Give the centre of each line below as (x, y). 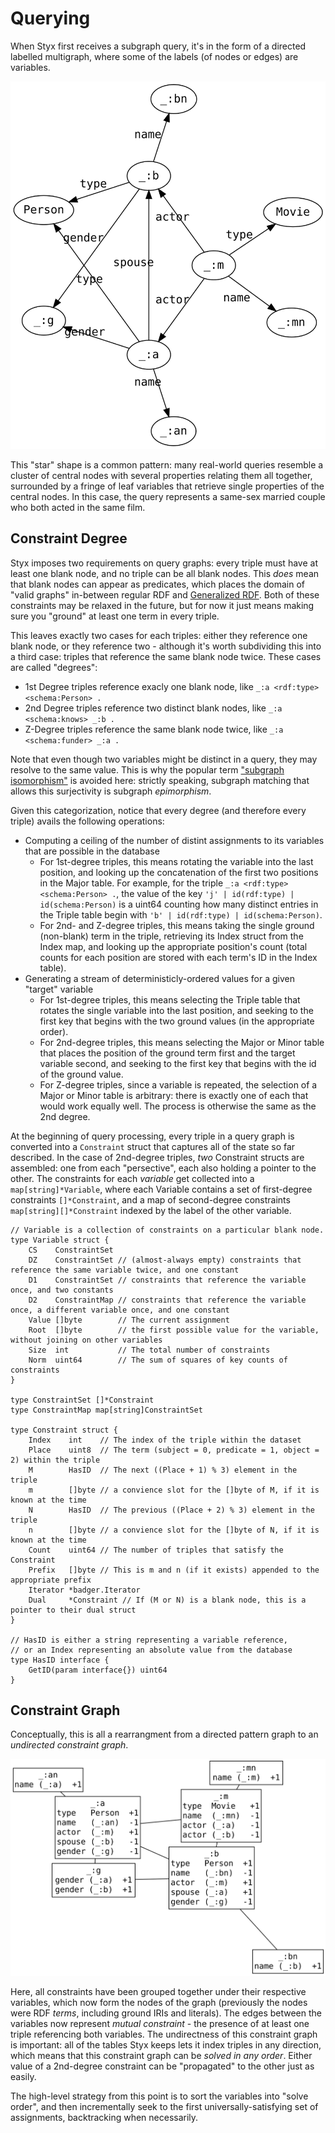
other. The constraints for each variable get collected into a (132, 1178)
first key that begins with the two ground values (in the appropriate (177, 1021)
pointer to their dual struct (73, 1610)
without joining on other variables (86, 1340)
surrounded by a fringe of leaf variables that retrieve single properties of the (167, 486)
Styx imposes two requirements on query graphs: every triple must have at (164, 563)
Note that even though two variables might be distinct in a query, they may (164, 759)
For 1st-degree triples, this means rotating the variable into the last (176, 861)
